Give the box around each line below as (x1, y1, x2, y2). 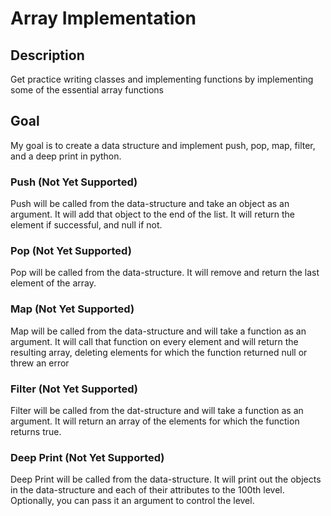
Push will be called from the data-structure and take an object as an (10, 198, 290, 210)
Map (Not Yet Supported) (10, 302, 135, 316)
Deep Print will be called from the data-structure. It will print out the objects (10, 473, 322, 486)
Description (10, 47, 85, 64)
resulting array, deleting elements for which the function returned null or (10, 346, 308, 358)
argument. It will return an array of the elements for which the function (10, 415, 300, 427)
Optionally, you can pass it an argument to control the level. (10, 495, 255, 507)
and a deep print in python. (10, 150, 122, 162)
